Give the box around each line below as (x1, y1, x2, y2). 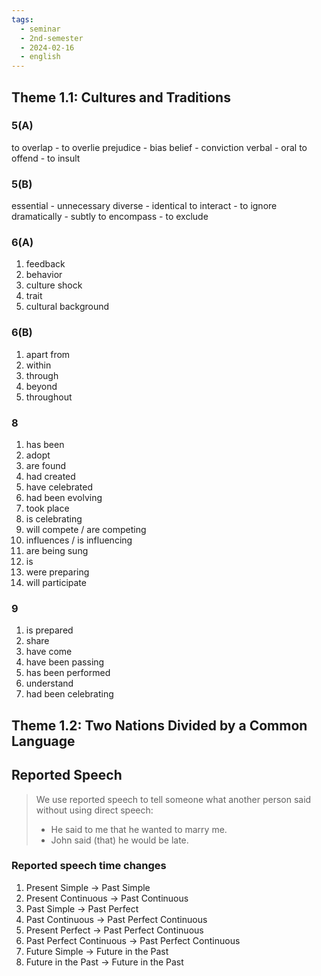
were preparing (25, 566, 90, 578)
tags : (11, 14, 34, 25)
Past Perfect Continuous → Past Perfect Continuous (25, 934, 241, 946)
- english (20, 52, 61, 62)
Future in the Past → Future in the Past (25, 956, 184, 968)
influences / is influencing (25, 534, 133, 546)
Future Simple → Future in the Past (25, 945, 169, 957)
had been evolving (25, 492, 103, 503)
